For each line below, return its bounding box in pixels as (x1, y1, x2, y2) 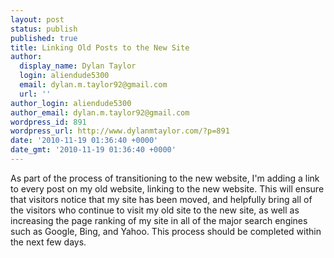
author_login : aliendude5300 (10, 98, 132, 108)
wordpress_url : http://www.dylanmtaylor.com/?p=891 (10, 126, 230, 136)
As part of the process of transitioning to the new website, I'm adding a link (10, 172, 320, 184)
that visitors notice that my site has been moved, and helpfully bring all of (10, 193, 313, 205)
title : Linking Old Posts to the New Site (10, 42, 190, 53)
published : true (10, 33, 78, 43)
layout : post (10, 14, 65, 25)
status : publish (10, 24, 78, 34)
